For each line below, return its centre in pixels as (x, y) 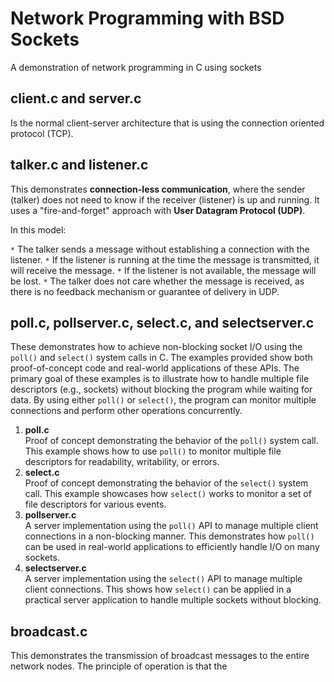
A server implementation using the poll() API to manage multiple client (171, 526)
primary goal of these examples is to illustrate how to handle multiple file (160, 379)
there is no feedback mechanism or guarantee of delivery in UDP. (145, 291)
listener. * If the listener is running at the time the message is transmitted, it (165, 259)
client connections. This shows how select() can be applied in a (158, 589)
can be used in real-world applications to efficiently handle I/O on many (172, 547)
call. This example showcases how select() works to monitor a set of (168, 494)
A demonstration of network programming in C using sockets (136, 67)
